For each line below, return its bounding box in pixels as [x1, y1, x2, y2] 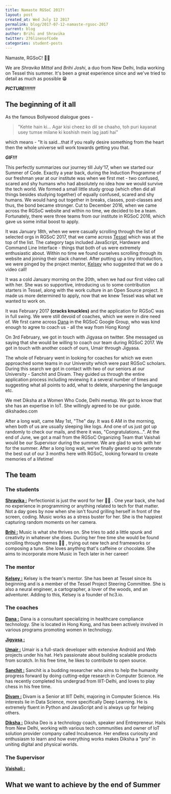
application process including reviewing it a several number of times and [5, 376, 158, 382]
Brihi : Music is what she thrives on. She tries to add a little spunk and [5, 529, 152, 535]
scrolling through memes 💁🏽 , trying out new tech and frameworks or [5, 540, 151, 546]
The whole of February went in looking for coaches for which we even [5, 354, 153, 360]
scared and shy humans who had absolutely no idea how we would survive [5, 180, 163, 186]
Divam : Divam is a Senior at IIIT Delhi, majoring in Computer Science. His [5, 693, 160, 700]
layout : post [5, 12, 33, 17]
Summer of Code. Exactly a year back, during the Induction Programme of [5, 170, 161, 176]
